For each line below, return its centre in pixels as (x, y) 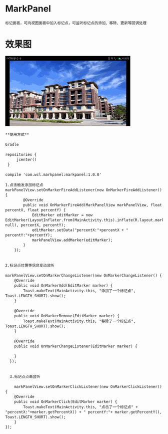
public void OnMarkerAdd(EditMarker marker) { (63, 285)
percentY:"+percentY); (29, 235)
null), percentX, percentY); (35, 225)
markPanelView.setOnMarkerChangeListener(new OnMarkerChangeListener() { (84, 275)
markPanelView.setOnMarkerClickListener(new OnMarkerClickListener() (88, 386)
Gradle (12, 144)
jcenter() (26, 159)
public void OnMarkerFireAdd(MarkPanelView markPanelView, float (93, 205)
